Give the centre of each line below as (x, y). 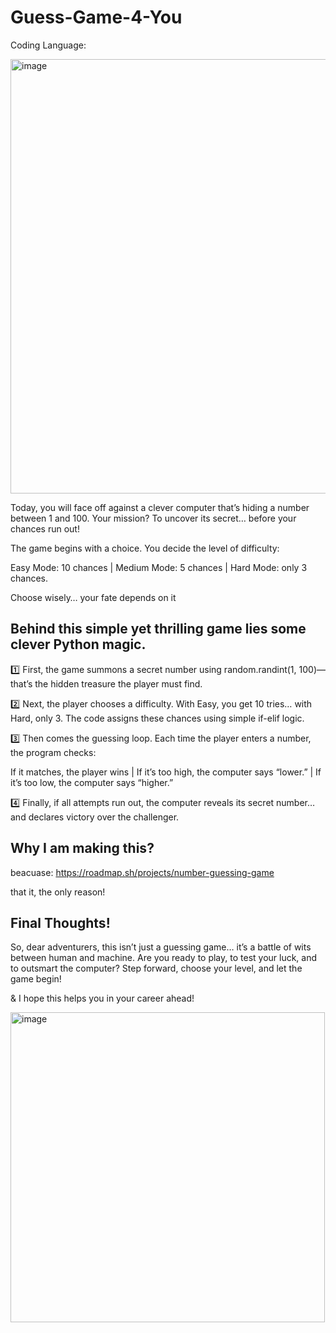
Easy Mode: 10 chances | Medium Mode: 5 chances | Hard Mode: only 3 (159, 567)
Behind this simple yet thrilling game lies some (158, 629)
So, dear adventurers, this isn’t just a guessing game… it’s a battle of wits (161, 947)
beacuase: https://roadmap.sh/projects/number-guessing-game (142, 872)
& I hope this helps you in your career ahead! (102, 998)
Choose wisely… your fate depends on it (93, 597)
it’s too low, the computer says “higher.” (92, 782)
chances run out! (45, 528)
